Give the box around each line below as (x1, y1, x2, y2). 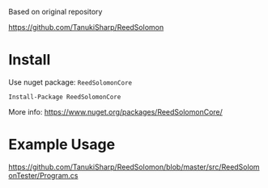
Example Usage (8, 136, 116, 154)
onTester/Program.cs (8, 170, 79, 180)
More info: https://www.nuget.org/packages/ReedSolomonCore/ (8, 107, 223, 116)
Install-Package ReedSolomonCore (8, 93, 121, 101)
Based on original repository (8, 7, 103, 16)
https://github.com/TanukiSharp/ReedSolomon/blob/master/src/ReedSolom (8, 161, 261, 172)
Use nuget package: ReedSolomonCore (8, 77, 132, 87)
